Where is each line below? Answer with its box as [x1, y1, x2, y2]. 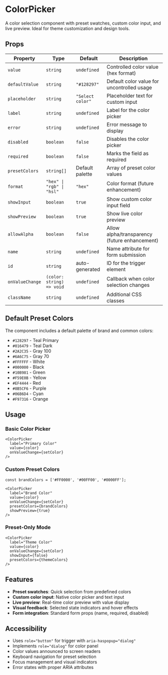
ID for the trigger [106, 259, 146, 266]
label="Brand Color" [9, 490, 52, 495]
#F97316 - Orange [12, 396, 48, 402]
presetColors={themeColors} [9, 557, 68, 562]
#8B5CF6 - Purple [12, 385, 46, 391]
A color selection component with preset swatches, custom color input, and [5, 20, 161, 26]
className [7, 294, 31, 300]
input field [106, 202, 130, 209]
